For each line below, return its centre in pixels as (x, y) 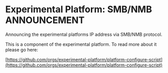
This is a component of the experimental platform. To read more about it (81, 44)
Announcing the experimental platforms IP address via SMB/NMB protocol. (84, 34)
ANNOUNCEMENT (45, 20)
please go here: (22, 50)
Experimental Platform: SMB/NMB (79, 9)
